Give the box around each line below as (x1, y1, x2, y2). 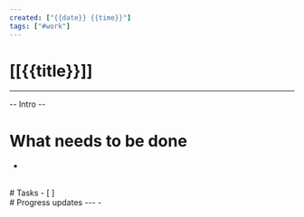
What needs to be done (9, 130, 188, 151)
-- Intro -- (9, 99, 46, 109)
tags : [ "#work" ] (9, 22, 71, 31)
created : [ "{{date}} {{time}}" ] (9, 13, 131, 23)
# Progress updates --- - (9, 197, 102, 208)
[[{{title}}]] (9, 61, 93, 81)
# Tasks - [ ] (9, 187, 55, 199)
